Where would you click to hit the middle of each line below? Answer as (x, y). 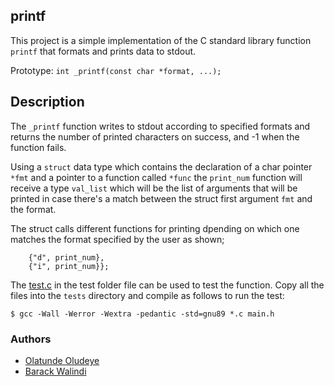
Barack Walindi (55, 371)
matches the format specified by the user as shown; (117, 239)
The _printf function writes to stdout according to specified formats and (160, 126)
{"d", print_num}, (66, 257)
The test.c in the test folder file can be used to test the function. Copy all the (167, 285)
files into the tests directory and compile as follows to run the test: (147, 295)
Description (47, 102)
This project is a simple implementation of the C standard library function (161, 40)
